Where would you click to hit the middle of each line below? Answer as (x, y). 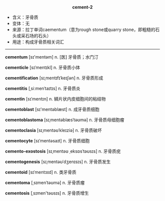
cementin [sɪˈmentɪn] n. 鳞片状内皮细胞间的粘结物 (55, 99)
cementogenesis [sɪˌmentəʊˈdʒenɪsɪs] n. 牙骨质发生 (58, 162)
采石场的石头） (36, 36)
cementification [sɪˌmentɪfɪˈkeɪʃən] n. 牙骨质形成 (54, 78)
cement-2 (82, 7)
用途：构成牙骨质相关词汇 (38, 42)
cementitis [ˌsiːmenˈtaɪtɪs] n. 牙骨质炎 (43, 88)
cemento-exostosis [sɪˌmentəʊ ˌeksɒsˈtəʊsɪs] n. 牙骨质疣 (63, 151)
